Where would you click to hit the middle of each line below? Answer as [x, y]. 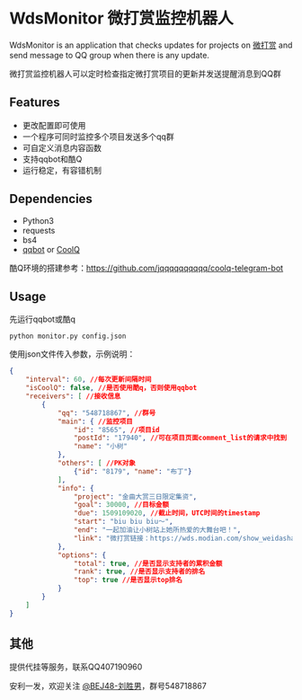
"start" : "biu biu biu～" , [123, 522]
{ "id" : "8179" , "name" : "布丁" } [133, 471]
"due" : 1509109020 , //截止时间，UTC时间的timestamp [167, 513]
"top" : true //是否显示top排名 [128, 580]
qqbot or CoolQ [51, 249]
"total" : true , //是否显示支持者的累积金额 [148, 563]
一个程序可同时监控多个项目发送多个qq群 [98, 137]
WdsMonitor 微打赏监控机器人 [121, 18]
